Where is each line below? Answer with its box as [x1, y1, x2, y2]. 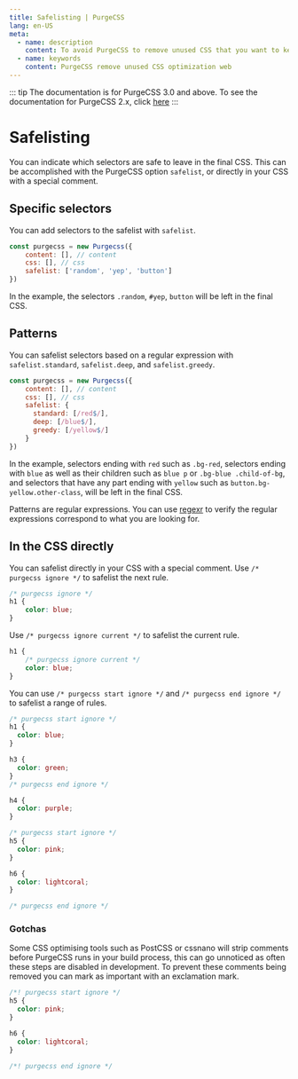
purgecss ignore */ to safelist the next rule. [9, 571, 169, 582]
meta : [9, 29, 29, 38]
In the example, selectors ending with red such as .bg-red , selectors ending [9, 458, 286, 469]
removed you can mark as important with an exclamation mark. [9, 971, 239, 981]
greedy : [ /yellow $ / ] [32, 426, 109, 435]
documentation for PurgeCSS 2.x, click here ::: [9, 96, 179, 106]
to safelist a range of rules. [9, 697, 107, 708]
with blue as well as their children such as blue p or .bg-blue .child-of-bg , [9, 468, 286, 478]
